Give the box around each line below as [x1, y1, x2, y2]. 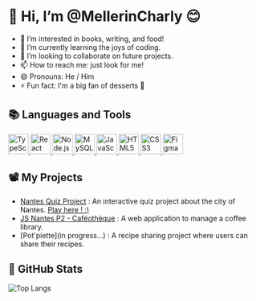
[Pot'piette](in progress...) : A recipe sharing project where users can [19, 230, 249, 240]
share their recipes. [19, 239, 84, 249]
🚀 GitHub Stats [8, 262, 83, 276]
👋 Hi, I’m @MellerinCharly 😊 [8, 7, 201, 26]
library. [19, 221, 44, 232]
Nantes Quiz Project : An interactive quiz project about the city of [19, 196, 235, 206]
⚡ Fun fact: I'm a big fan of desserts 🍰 [19, 80, 145, 90]
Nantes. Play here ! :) [19, 204, 90, 214]
